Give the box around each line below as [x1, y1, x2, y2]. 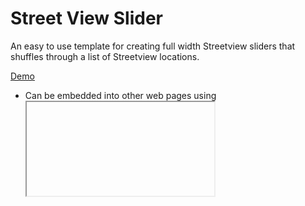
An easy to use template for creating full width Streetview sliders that [10, 40, 296, 52]
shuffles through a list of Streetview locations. [10, 50, 200, 62]
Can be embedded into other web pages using [24, 89, 217, 101]
